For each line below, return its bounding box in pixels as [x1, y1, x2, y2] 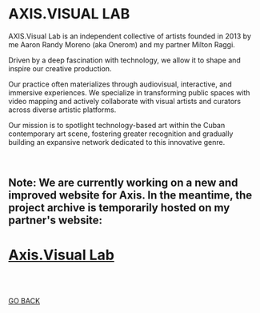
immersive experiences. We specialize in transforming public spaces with [8, 87, 250, 97]
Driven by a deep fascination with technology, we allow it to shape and [8, 55, 242, 65]
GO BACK [8, 296, 41, 306]
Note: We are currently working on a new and [8, 176, 238, 190]
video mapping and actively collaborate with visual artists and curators [8, 96, 242, 106]
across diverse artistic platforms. [8, 105, 117, 114]
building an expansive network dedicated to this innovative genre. [8, 137, 226, 146]
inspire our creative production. [8, 63, 112, 73]
